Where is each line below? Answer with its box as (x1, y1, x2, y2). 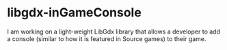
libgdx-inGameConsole (7, 5, 142, 21)
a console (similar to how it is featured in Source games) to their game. (7, 34, 206, 42)
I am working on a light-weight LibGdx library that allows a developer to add (7, 27, 221, 36)
